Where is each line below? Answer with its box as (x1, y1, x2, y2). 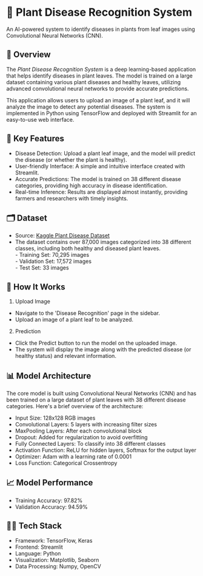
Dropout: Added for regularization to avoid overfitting (15, 434, 148, 441)
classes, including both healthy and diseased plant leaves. (15, 245, 161, 252)
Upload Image (15, 298, 50, 305)
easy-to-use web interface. (6, 116, 75, 123)
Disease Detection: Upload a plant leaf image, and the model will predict (15, 150, 196, 157)
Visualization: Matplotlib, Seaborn (15, 556, 99, 563)
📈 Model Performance (6, 478, 93, 488)
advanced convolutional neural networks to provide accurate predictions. (6, 85, 189, 92)
